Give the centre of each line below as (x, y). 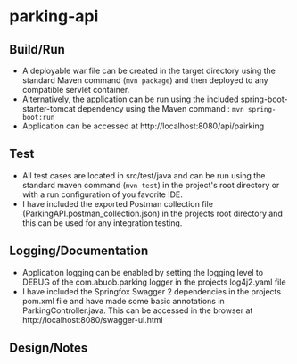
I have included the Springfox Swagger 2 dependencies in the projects (152, 291)
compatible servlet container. (76, 90)
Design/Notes (49, 348)
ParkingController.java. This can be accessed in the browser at (137, 310)
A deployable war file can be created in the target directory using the (149, 70)
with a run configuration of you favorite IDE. (102, 194)
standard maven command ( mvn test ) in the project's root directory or (151, 185)
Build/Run (37, 50)
